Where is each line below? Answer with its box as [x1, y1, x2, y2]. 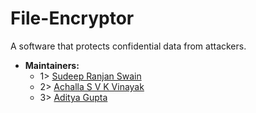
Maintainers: [24, 59, 80, 71]
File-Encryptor [10, 7, 135, 30]
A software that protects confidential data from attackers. [10, 40, 247, 52]
